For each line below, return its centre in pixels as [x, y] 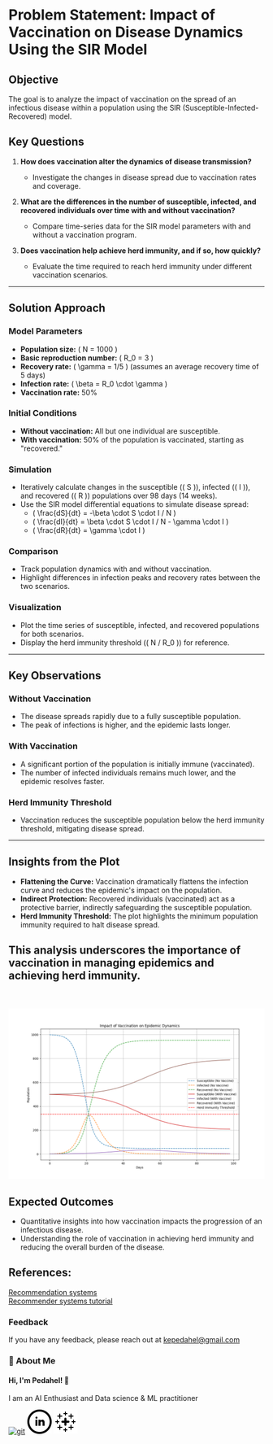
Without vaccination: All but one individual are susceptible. [120, 431]
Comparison [33, 552]
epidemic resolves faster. [63, 781]
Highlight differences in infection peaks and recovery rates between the [140, 578]
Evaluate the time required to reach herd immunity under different [142, 266]
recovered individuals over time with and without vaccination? [128, 210]
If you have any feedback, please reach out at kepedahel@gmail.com [124, 1340]
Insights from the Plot [64, 862]
